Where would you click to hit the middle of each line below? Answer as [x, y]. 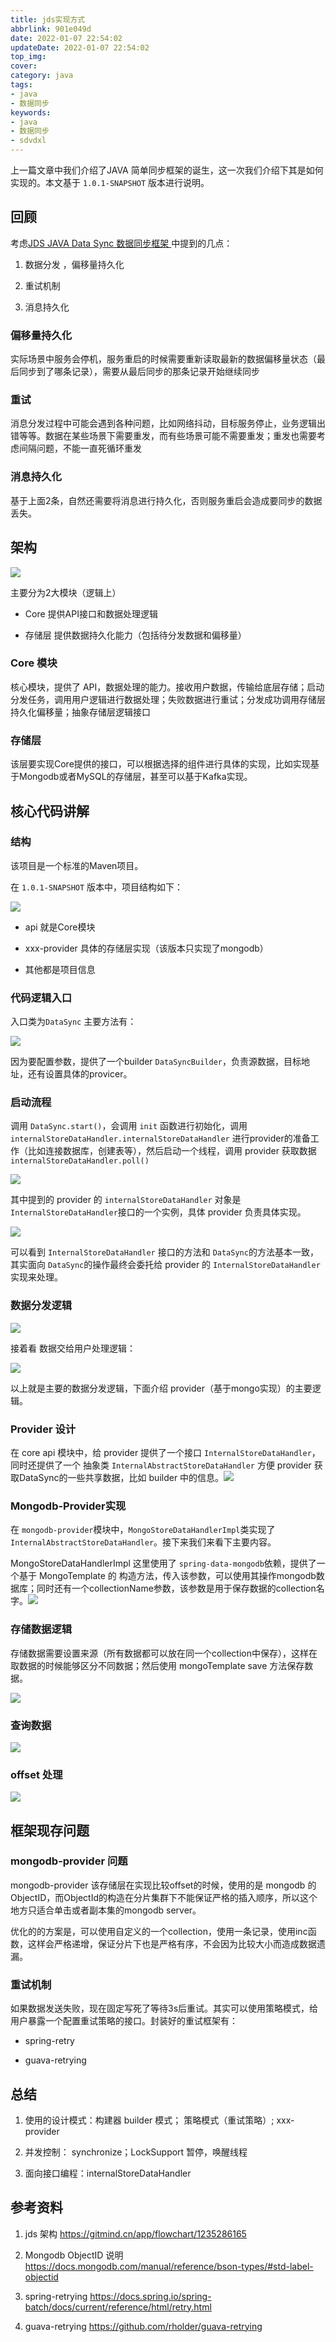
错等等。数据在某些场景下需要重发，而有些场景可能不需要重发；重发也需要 [163, 436]
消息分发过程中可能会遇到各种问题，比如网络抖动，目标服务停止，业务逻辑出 [168, 423]
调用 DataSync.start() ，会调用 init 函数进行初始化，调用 [129, 1126]
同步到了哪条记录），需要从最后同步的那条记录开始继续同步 [139, 372]
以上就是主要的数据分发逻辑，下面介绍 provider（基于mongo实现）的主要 [161, 1388]
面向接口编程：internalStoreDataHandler [108, 2173]
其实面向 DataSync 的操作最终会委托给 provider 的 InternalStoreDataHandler [165, 1265]
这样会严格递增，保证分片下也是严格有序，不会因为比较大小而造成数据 [172, 1943]
